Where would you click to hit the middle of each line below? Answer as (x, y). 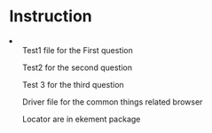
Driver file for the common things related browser (112, 102)
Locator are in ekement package (81, 119)
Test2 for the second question (77, 67)
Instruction (51, 16)
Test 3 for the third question (73, 84)
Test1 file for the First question (77, 50)
